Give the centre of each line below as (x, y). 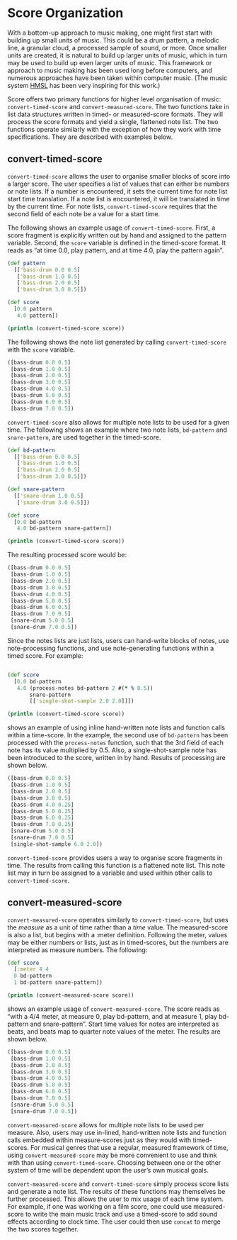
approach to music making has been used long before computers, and (110, 70)
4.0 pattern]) (37, 315)
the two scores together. (43, 1229)
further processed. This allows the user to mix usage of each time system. (116, 1199)
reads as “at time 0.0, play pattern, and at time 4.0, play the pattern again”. (116, 250)
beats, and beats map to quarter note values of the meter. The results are (114, 1031)
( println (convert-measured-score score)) (71, 995)
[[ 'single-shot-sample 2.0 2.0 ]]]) (82, 701)
